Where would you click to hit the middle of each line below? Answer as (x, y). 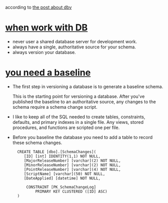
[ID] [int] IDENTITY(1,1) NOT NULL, (62, 156)
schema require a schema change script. (55, 107)
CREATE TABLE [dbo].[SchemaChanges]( (57, 152)
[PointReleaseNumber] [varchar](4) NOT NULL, (72, 169)
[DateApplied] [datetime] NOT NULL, (62, 178)
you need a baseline (48, 73)
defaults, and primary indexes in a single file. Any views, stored (78, 122)
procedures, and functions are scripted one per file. (66, 127)
